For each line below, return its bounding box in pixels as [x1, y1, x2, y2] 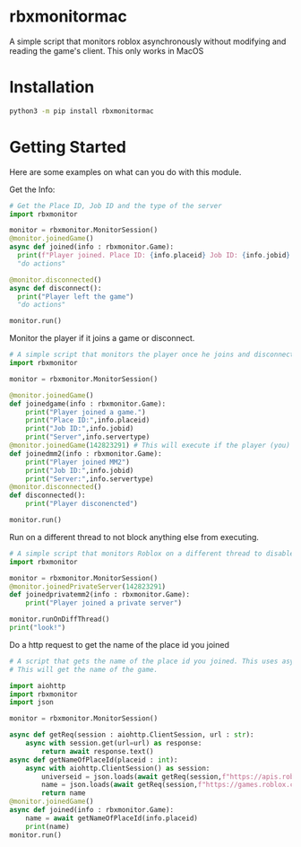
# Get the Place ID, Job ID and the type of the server [9, 201, 222, 210]
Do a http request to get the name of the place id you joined [9, 639, 230, 650]
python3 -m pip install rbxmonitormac [9, 106, 154, 116]
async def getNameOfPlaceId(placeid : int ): [9, 755, 178, 764]
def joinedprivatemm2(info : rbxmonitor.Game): [9, 590, 191, 599]
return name [41, 789, 87, 798]
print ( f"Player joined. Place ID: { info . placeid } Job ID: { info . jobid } [17, 251, 291, 260]
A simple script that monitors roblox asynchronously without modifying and [9, 36, 287, 47]
